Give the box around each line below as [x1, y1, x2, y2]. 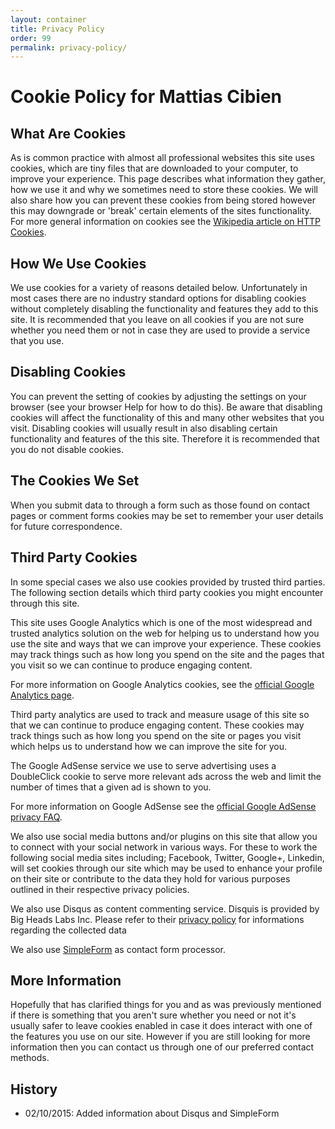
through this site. [10, 597, 80, 609]
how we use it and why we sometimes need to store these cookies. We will [10, 184, 318, 196]
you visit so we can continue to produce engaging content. [10, 659, 253, 671]
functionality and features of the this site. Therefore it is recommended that [10, 432, 320, 445]
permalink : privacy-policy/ [10, 42, 128, 53]
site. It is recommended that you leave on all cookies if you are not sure [10, 314, 305, 326]
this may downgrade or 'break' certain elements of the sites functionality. [10, 205, 312, 217]
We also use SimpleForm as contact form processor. [10, 943, 227, 955]
